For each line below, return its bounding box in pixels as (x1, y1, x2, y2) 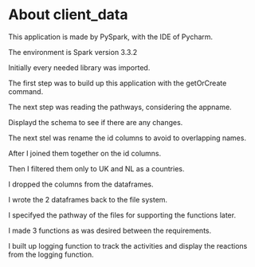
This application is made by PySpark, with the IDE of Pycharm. (8, 32, 214, 41)
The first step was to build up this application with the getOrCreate (8, 78, 227, 88)
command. (8, 86, 44, 96)
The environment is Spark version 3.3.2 (8, 47, 138, 57)
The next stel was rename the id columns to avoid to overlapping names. (8, 133, 247, 143)
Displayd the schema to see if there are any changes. (8, 117, 183, 127)
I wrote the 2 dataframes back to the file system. (8, 194, 168, 204)
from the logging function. (8, 249, 94, 259)
